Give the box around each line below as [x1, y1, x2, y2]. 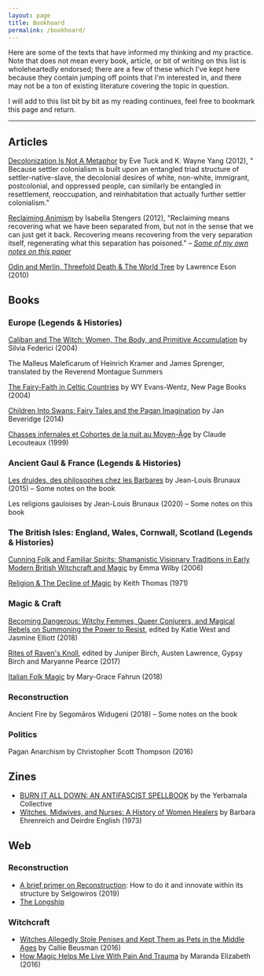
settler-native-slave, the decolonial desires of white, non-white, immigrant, [8, 173, 250, 182]
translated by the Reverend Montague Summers [8, 367, 163, 376]
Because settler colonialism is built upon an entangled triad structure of [8, 165, 240, 174]
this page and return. [8, 105, 76, 114]
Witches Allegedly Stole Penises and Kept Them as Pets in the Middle [19, 935, 245, 944]
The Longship [19, 896, 65, 907]
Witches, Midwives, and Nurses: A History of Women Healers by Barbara [19, 807, 256, 817]
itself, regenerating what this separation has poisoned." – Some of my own [8, 238, 249, 248]
